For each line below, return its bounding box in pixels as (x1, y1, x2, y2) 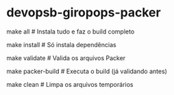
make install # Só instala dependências (6, 40, 117, 49)
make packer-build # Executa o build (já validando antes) (6, 67, 167, 75)
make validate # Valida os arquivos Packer (6, 53, 126, 62)
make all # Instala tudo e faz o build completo (6, 27, 135, 36)
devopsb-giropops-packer (6, 5, 162, 21)
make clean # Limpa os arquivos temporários (6, 80, 134, 88)
